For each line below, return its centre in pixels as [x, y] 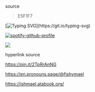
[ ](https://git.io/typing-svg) [48, 26]
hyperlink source [23, 55]
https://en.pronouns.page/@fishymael [45, 74]
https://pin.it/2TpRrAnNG [31, 64]
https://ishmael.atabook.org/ [35, 84]
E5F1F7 [25, 16]
